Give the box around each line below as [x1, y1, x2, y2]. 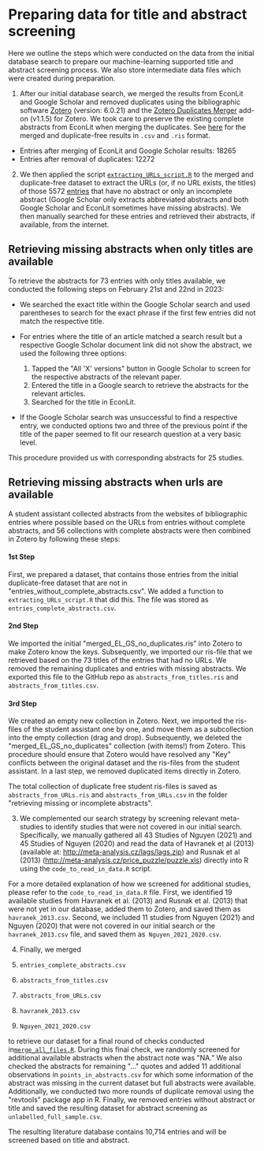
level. [19, 438, 38, 447]
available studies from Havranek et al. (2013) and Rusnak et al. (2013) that [8, 896, 248, 906]
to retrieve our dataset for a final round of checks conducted [8, 1037, 205, 1046]
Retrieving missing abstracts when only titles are [8, 243, 254, 256]
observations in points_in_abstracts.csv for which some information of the [8, 1070, 254, 1079]
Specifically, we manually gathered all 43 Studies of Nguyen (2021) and [19, 830, 252, 840]
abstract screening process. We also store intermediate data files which [8, 65, 241, 74]
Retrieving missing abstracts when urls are [8, 475, 223, 490]
